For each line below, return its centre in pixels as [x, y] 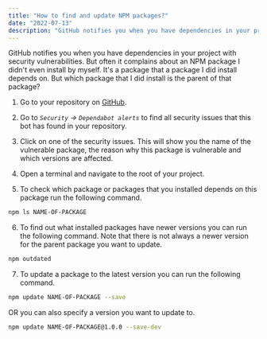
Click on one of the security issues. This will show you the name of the [135, 142]
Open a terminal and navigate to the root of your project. [112, 174]
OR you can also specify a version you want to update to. [102, 312]
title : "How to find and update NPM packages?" [89, 16]
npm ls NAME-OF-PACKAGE [48, 212]
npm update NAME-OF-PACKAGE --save [67, 298]
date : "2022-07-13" [41, 23]
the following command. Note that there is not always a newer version [134, 236]
